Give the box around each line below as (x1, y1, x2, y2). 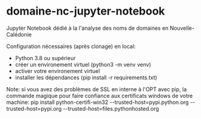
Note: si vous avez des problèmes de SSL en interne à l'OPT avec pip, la (6, 85, 187, 92)
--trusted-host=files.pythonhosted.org (63, 105, 159, 112)
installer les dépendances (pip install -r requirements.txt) (15, 74, 158, 81)
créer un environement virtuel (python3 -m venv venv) (15, 61, 152, 68)
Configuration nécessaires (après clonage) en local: (6, 43, 136, 50)
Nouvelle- (169, 24, 195, 32)
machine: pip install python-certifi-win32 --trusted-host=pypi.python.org (6, 99, 189, 106)
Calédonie (6, 30, 32, 38)
